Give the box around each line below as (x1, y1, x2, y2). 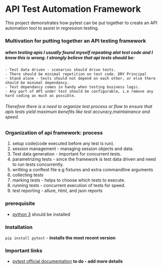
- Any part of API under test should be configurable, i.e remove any (5, 89, 154, 94)
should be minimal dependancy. (5, 80, 70, 85)
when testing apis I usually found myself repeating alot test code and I (5, 49, 153, 55)
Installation (5, 224, 33, 231)
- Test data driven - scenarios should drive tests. (5, 67, 116, 72)
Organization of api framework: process (5, 129, 103, 136)
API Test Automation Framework (5, 3, 141, 15)
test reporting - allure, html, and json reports (12, 188, 103, 193)
